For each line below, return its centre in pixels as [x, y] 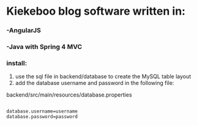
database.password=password [42, 117]
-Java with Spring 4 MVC [44, 47]
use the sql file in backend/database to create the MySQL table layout [103, 76]
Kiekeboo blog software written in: [96, 11]
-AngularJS [24, 31]
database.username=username [42, 111]
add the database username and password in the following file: [95, 83]
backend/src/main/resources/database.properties [69, 95]
